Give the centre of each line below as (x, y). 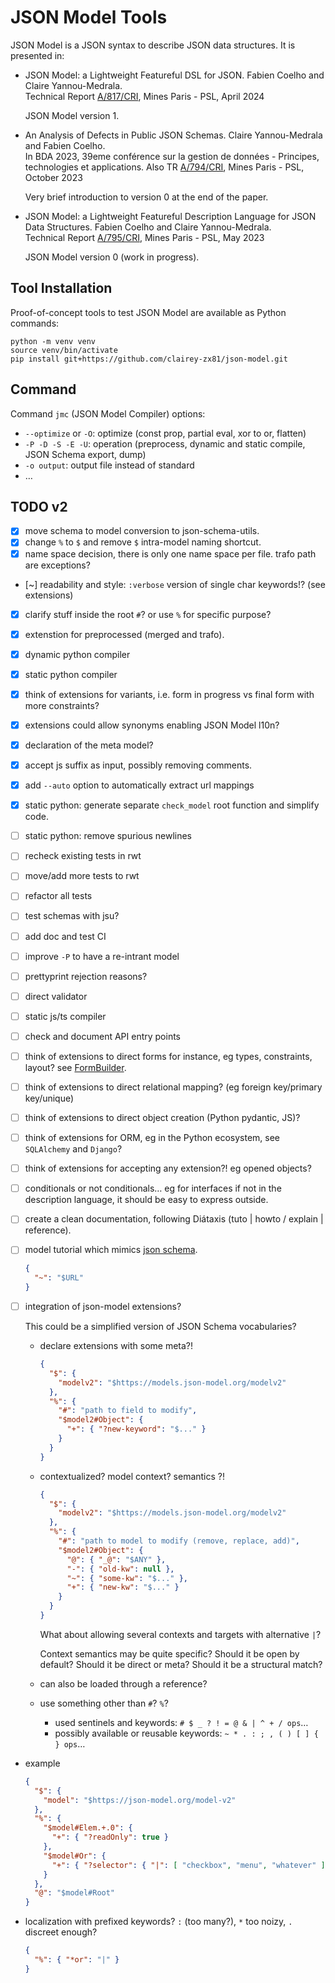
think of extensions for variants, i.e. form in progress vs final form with (169, 694)
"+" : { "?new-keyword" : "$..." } (136, 1429)
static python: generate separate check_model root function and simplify (172, 805)
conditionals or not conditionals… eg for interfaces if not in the (153, 1188)
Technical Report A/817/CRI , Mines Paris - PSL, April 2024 (144, 96)
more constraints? (62, 705)
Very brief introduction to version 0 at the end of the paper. (146, 197)
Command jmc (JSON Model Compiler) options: (108, 413)
